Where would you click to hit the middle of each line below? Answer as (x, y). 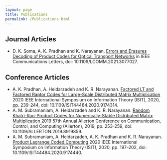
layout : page (19, 10)
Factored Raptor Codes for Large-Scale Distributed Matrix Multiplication (86, 94)
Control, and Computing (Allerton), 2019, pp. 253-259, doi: (73, 126)
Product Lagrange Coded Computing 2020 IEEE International (75, 142)
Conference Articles (37, 77)
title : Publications (27, 14)
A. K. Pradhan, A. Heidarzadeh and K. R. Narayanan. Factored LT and (83, 89)
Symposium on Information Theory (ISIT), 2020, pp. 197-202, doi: (80, 147)
